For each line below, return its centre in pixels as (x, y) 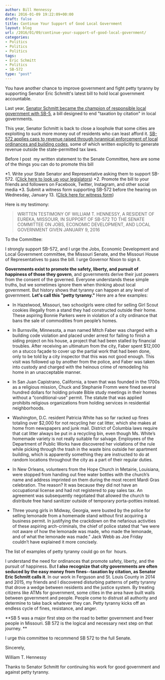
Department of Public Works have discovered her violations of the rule (83, 444)
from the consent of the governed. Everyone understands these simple (77, 279)
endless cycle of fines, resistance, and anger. (51, 608)
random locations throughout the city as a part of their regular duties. (82, 459)
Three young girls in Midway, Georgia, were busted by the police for (81, 510)
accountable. (18, 98)
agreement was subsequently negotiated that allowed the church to (81, 496)
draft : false (18, 19)
